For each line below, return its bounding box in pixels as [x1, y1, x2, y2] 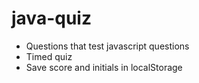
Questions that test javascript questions [25, 40, 190, 52]
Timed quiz [25, 50, 73, 62]
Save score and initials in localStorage [25, 61, 183, 73]
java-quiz [11, 7, 92, 30]
